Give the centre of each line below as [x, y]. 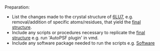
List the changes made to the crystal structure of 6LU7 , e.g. [72, 17]
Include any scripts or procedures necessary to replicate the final [79, 32]
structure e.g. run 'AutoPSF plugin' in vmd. [55, 38]
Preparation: [17, 7]
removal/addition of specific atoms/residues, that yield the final [76, 22]
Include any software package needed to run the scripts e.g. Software [83, 43]
